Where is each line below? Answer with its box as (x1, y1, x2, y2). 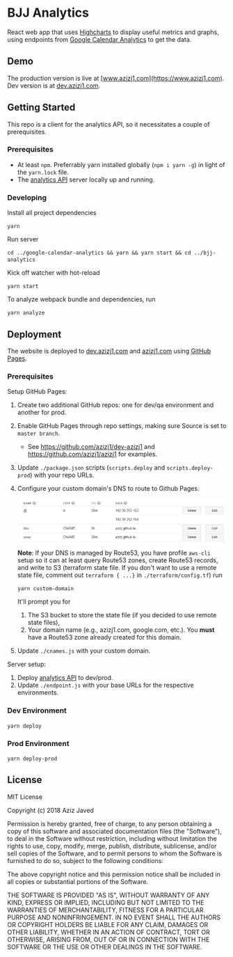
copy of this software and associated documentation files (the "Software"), (7, 827, 223, 835)
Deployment (7, 329, 62, 340)
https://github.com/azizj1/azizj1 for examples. (27, 450, 158, 459)
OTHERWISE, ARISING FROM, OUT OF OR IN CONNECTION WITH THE (7, 935, 210, 944)
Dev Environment (7, 706, 67, 715)
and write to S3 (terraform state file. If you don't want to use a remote (17, 564, 217, 572)
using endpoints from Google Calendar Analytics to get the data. (7, 35, 192, 43)
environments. (17, 688, 59, 697)
